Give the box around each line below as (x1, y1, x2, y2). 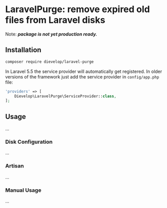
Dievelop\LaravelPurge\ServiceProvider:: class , (14, 94, 116, 99)
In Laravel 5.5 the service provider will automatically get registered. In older (5, 68, 162, 74)
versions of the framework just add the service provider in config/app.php (5, 73, 159, 79)
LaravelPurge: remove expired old (5, 4, 150, 15)
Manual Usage (5, 186, 41, 193)
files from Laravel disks (5, 14, 105, 26)
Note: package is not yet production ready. (5, 31, 98, 37)
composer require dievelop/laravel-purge (5, 59, 94, 64)
